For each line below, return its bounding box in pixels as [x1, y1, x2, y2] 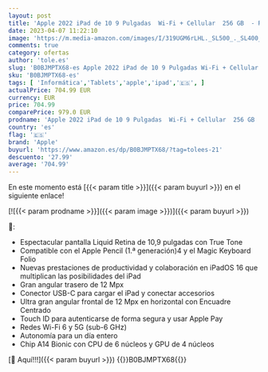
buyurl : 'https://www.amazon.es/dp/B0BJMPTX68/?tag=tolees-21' [8, 146, 223, 154]
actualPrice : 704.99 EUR [8, 86, 91, 94]
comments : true [8, 42, 59, 50]
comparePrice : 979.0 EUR [8, 109, 91, 117]
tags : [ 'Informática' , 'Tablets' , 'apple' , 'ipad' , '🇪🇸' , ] [8, 78, 205, 86]
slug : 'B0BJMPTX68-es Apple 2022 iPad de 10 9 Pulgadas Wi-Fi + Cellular [8, 64, 259, 72]
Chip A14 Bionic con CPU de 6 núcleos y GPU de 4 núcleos [19, 339, 215, 349]
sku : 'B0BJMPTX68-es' [8, 71, 81, 79]
